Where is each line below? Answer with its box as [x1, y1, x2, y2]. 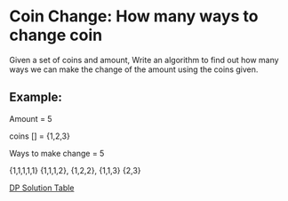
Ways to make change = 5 [9, 148, 105, 158]
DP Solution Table [9, 182, 75, 193]
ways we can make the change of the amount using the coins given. [9, 64, 259, 75]
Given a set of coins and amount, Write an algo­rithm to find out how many [9, 54, 279, 65]
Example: [9, 90, 62, 105]
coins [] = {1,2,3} [9, 131, 71, 141]
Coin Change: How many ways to [9, 6, 259, 27]
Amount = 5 [9, 113, 52, 124]
